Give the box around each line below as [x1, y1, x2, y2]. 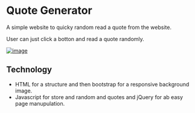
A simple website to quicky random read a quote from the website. [6, 24, 172, 31]
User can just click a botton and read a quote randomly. [6, 35, 145, 42]
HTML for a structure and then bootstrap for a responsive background [14, 80, 190, 88]
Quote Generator [6, 4, 92, 18]
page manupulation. [14, 100, 65, 107]
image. [14, 87, 33, 94]
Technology [6, 65, 53, 75]
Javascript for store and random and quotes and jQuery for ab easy [14, 93, 183, 100]
